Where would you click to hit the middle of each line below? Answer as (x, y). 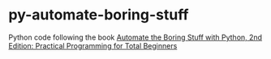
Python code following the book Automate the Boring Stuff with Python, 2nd (135, 37)
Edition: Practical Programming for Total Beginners (93, 45)
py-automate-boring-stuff (99, 15)
